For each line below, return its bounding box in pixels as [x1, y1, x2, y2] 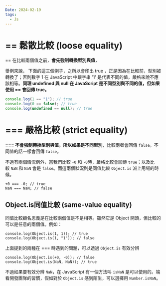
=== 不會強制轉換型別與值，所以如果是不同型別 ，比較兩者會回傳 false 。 [5, 142, 155, 148]
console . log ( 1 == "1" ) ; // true [5, 97, 72, 102]
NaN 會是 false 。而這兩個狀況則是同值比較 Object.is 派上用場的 [24, 165, 155, 171]
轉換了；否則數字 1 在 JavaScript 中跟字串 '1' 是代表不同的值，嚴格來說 [5, 74, 150, 80]
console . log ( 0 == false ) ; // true [5, 101, 77, 107]
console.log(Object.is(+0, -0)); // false [5, 255, 95, 260]
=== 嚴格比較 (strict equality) [5, 125, 128, 136]
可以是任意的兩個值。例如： [5, 221, 62, 227]
